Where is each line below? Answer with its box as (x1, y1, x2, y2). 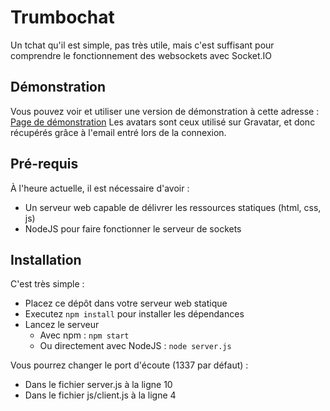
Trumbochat (10, 6, 115, 29)
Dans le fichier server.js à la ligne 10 (24, 379, 173, 391)
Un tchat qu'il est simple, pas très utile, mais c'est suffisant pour (10, 39, 275, 51)
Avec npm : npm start (39, 329, 130, 341)
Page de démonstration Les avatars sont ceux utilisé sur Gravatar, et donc (10, 116, 316, 128)
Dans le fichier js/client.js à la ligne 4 (24, 389, 177, 401)
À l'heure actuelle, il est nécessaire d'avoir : (10, 182, 190, 194)
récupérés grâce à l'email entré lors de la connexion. (10, 126, 227, 138)
